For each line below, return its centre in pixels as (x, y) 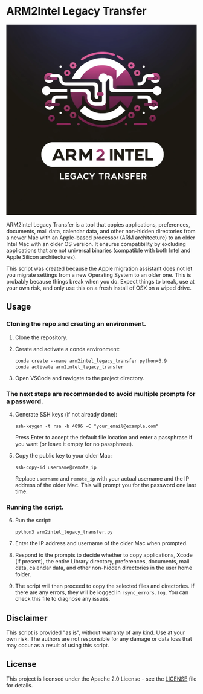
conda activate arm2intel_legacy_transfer (69, 367)
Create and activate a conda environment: (67, 349)
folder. (23, 574)
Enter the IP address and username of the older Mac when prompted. (101, 543)
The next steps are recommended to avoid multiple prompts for (101, 394)
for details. (20, 685)
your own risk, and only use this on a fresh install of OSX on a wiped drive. (99, 288)
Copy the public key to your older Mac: (63, 455)
